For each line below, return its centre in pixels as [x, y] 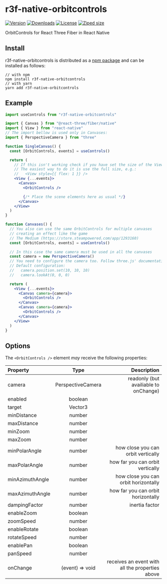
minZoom [19, 432]
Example [19, 103]
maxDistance [23, 424]
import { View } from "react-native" [44, 128]
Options [18, 346]
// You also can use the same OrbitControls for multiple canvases [81, 229]
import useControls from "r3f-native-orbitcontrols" [61, 115]
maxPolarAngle [25, 465]
